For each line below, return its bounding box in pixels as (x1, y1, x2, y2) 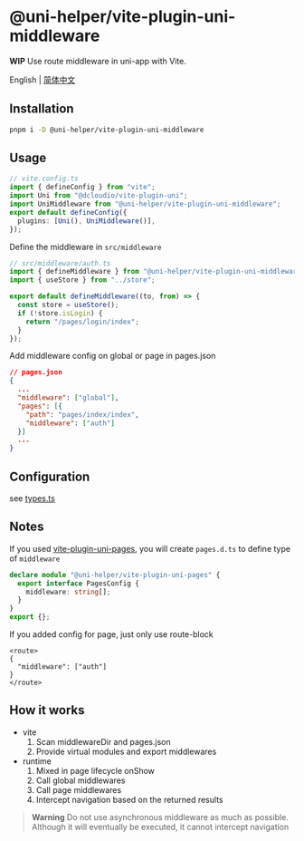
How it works (9, 702, 85, 718)
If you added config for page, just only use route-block (9, 629, 214, 640)
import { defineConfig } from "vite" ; (9, 183, 156, 192)
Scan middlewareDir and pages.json (35, 736, 171, 747)
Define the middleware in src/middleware (9, 241, 162, 252)
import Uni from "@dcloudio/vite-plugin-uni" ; (9, 191, 188, 200)
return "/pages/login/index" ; (25, 317, 140, 326)
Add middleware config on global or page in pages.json (9, 351, 216, 362)
